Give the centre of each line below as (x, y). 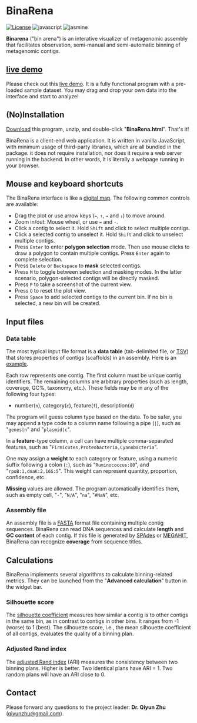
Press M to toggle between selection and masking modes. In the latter (98, 272)
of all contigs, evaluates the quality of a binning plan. (70, 634)
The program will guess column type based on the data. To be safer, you (94, 417)
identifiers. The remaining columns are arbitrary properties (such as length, (97, 382)
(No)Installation (35, 115)
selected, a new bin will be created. (58, 303)
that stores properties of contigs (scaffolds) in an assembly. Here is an (91, 358)
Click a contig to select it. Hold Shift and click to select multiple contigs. (102, 228)
